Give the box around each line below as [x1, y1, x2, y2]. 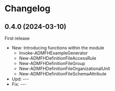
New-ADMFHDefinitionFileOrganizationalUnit [19, 66, 110, 71]
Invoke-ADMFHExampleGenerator [19, 50, 88, 56]
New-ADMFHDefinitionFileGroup [19, 61, 86, 66]
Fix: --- [11, 81, 27, 87]
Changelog [4, 3, 51, 14]
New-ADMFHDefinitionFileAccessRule [19, 55, 96, 61]
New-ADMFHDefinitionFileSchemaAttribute [19, 71, 107, 76]
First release [4, 35, 30, 41]
